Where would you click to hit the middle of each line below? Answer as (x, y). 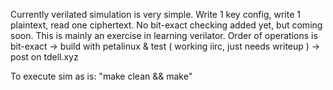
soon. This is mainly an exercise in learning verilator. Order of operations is (164, 35)
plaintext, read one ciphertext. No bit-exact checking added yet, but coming (166, 25)
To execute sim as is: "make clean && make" (101, 76)
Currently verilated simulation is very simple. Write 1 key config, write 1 (155, 14)
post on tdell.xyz (44, 57)
